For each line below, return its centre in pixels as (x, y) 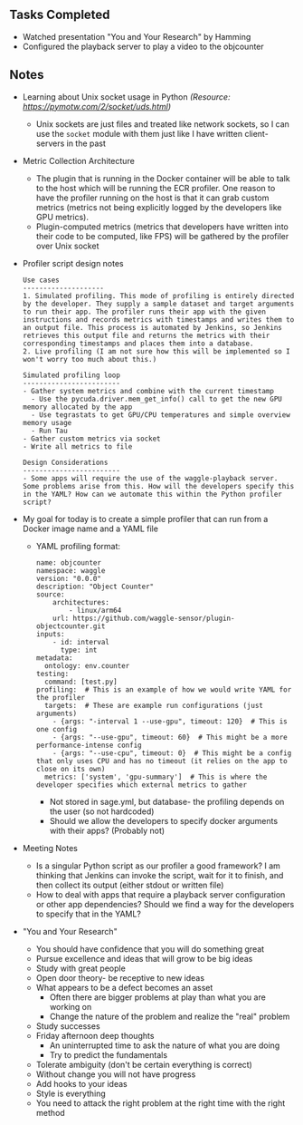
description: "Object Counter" (95, 587)
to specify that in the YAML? (89, 914)
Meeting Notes (50, 848)
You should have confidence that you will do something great (150, 949)
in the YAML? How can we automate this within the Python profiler (152, 494)
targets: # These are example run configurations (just (154, 705)
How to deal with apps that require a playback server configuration (161, 894)
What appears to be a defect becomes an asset (124, 987)
